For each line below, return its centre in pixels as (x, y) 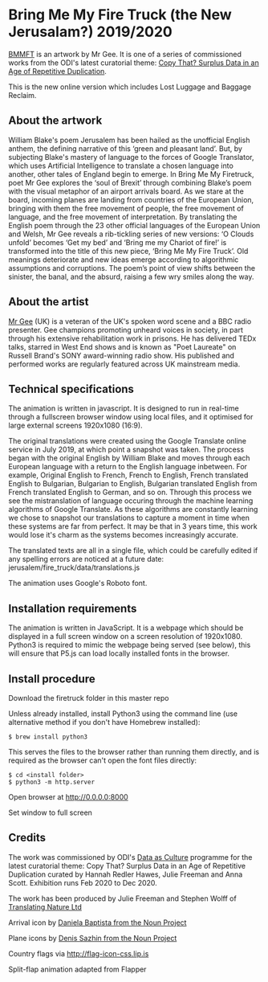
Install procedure (52, 679)
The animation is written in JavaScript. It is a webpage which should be (126, 628)
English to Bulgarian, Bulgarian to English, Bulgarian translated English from (133, 484)
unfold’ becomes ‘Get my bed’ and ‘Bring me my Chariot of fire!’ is (118, 242)
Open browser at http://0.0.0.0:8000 (68, 797)
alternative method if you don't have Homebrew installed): (104, 722)
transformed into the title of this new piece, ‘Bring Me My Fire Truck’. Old (128, 251)
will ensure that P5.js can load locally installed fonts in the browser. (119, 653)
